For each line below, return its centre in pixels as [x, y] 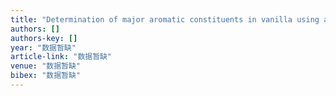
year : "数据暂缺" [43, 47]
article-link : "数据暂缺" [61, 57]
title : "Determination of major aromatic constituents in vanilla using [165, 19]
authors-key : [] [44, 38]
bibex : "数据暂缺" [46, 76]
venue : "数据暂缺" [46, 66]
